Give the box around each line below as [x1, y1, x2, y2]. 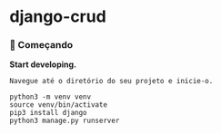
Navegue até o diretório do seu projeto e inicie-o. [9, 77, 214, 86]
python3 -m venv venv [9, 92, 92, 101]
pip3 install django [9, 109, 88, 118]
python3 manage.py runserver [9, 116, 120, 126]
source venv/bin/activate [9, 100, 107, 110]
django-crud [9, 6, 106, 27]
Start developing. [9, 59, 77, 70]
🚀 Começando [9, 39, 74, 52]
